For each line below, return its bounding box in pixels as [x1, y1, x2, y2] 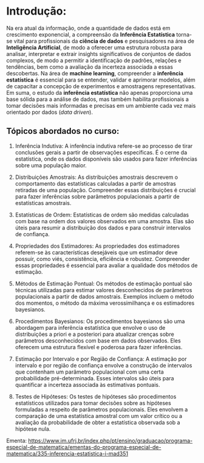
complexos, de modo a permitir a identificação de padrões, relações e [6, 57, 182, 64]
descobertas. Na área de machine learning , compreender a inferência [6, 69, 184, 77]
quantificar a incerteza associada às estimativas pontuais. [15, 381, 160, 388]
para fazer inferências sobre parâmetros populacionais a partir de [15, 193, 180, 200]
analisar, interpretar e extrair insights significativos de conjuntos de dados [6, 50, 191, 57]
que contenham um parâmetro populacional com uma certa [15, 368, 164, 375]
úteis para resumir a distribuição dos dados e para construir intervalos [15, 224, 191, 231]
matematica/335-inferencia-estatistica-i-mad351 [6, 450, 129, 457]
